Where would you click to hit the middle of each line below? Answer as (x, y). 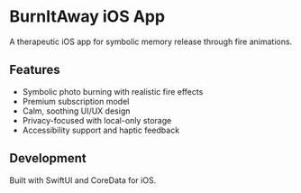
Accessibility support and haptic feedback (101, 130)
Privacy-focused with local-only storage (97, 120)
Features (35, 70)
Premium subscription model (76, 101)
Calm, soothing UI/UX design (76, 111)
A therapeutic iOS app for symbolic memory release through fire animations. (151, 41)
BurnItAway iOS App (87, 17)
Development (48, 158)
